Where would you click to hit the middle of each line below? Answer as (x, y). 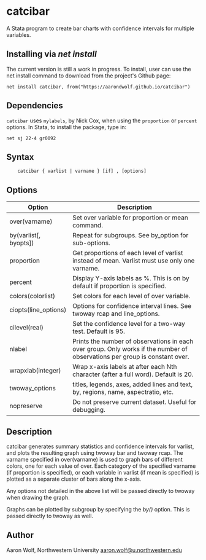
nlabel (18, 349)
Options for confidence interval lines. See (132, 306)
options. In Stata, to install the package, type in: (67, 127)
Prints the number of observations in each (133, 341)
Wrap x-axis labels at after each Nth (125, 367)
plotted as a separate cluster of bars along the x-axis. (74, 479)
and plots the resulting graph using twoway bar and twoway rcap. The (95, 453)
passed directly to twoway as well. (50, 516)
